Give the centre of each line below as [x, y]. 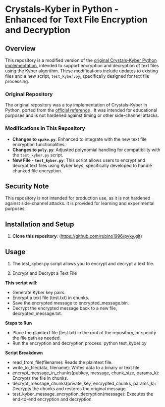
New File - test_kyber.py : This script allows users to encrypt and [79, 160]
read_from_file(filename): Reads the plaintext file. [62, 362]
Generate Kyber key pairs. [39, 293]
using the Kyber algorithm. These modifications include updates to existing [82, 71]
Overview [21, 48]
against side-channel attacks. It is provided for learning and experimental [80, 203]
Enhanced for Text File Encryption [76, 20]
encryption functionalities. [39, 144]
